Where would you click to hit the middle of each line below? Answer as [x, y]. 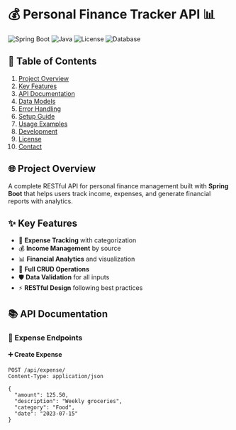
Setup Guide [36, 116]
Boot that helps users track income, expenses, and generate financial [109, 193]
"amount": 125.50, [42, 395]
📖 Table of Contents [52, 61]
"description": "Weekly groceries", [68, 401]
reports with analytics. [40, 201]
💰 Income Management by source [69, 248]
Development [38, 131]
